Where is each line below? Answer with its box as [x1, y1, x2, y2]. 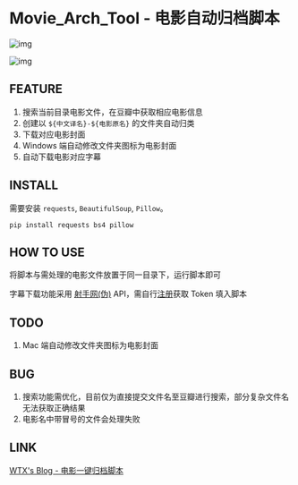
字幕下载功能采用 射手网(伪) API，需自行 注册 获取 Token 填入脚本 [9, 288, 248, 300]
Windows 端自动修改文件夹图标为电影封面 [21, 140, 177, 150]
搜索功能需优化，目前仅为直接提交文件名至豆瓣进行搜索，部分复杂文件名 [21, 391, 289, 402]
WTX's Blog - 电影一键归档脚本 [9, 464, 123, 475]
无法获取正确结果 [21, 403, 86, 413]
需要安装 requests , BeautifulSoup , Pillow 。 [9, 202, 168, 213]
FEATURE [9, 81, 63, 97]
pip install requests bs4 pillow [9, 220, 134, 229]
